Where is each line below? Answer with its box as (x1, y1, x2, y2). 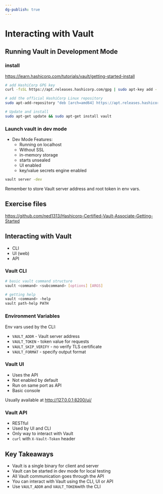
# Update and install (5, 109, 49, 114)
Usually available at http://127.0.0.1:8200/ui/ (5, 397, 92, 403)
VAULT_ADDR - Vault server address (12, 333, 80, 339)
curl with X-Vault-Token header (12, 436, 76, 442)
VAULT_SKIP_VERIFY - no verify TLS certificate (12, 343, 102, 349)
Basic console (12, 387, 40, 393)
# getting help (5, 292, 36, 297)
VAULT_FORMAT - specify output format (12, 349, 86, 355)
